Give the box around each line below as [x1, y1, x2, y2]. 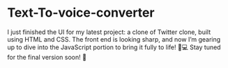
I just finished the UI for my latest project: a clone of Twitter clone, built [7, 28, 211, 36]
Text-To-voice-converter [7, 5, 155, 21]
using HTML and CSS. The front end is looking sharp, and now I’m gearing [7, 35, 221, 43]
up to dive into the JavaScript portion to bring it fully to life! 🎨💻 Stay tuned [7, 43, 221, 51]
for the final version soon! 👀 [7, 53, 87, 61]
